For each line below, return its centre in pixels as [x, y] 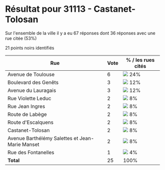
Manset [31, 144]
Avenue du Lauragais [32, 90]
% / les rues [140, 60]
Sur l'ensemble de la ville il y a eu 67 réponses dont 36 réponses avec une [80, 33]
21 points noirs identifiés [30, 48]
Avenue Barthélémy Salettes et [43, 138]
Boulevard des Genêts [33, 82]
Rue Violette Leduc [29, 98]
